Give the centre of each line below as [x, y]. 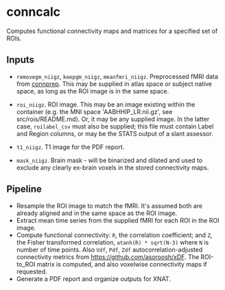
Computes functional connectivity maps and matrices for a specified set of [112, 31]
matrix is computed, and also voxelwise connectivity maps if [122, 264]
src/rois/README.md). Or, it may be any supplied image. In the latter [113, 119]
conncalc [34, 12]
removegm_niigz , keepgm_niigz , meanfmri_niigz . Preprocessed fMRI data [117, 76]
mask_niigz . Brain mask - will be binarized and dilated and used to [109, 160]
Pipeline [24, 189]
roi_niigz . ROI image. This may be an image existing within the [106, 104]
